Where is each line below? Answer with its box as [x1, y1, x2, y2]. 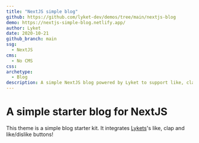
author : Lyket [6, 25, 41, 31]
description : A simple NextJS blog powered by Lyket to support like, [6, 80, 184, 86]
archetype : [6, 69, 33, 75]
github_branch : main [6, 36, 57, 42]
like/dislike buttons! [6, 131, 53, 138]
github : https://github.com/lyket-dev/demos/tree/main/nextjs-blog [6, 14, 176, 20]
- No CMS [11, 58, 33, 64]
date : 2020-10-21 [6, 31, 49, 36]
